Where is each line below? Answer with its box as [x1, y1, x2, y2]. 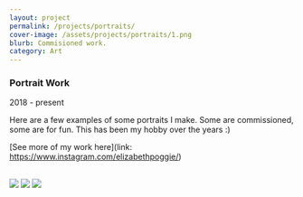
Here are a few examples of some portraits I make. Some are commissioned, [9, 115, 294, 126]
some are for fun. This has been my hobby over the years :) [9, 124, 231, 136]
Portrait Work [9, 77, 71, 89]
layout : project [9, 13, 71, 23]
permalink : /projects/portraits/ [9, 22, 136, 31]
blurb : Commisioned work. [9, 38, 107, 48]
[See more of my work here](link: [9, 142, 133, 153]
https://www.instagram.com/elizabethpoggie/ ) [9, 151, 183, 163]
